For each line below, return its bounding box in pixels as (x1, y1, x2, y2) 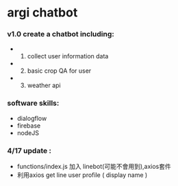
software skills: (7, 98, 60, 108)
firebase (16, 121, 41, 130)
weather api (27, 81, 62, 90)
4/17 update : (7, 146, 52, 155)
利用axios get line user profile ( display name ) (16, 171, 148, 179)
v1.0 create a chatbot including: (7, 30, 115, 39)
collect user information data (27, 52, 109, 60)
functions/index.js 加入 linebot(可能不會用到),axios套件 (16, 163, 171, 171)
